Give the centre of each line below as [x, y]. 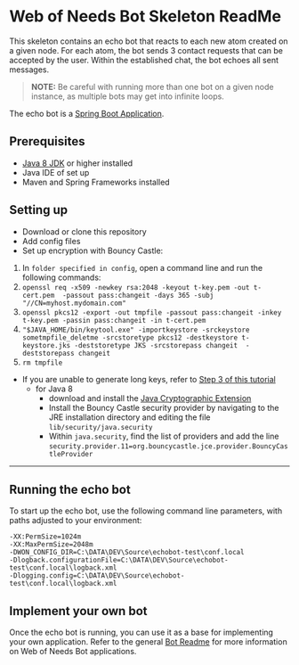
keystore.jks [46, 345]
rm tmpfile [42, 363]
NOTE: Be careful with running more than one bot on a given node [152, 86]
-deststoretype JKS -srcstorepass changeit [156, 345]
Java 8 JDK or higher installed [77, 163]
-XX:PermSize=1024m [45, 537]
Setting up [39, 210]
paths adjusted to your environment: [76, 521]
